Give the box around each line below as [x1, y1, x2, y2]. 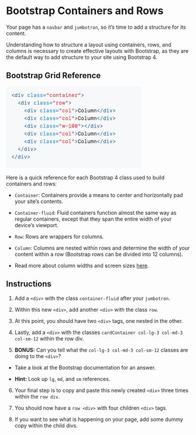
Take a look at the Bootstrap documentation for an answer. [14, 364, 156, 371]
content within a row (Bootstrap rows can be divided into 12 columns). [14, 251, 183, 258]
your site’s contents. [14, 198, 63, 205]
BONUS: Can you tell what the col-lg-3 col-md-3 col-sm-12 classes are [14, 346, 188, 353]
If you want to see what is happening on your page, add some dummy [14, 416, 183, 423]
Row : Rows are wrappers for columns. [14, 233, 104, 240]
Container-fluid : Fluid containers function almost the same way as [14, 209, 177, 216]
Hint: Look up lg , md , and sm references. [14, 375, 111, 382]
